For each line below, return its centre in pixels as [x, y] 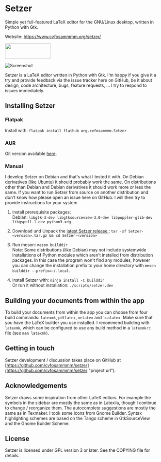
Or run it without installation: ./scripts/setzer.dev [63, 285]
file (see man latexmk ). [27, 333]
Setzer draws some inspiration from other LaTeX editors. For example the [78, 397]
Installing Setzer [30, 106]
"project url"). [102, 370]
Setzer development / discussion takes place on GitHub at [63, 360]
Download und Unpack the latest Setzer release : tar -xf [69, 231]
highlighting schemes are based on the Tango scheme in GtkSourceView [78, 418]
